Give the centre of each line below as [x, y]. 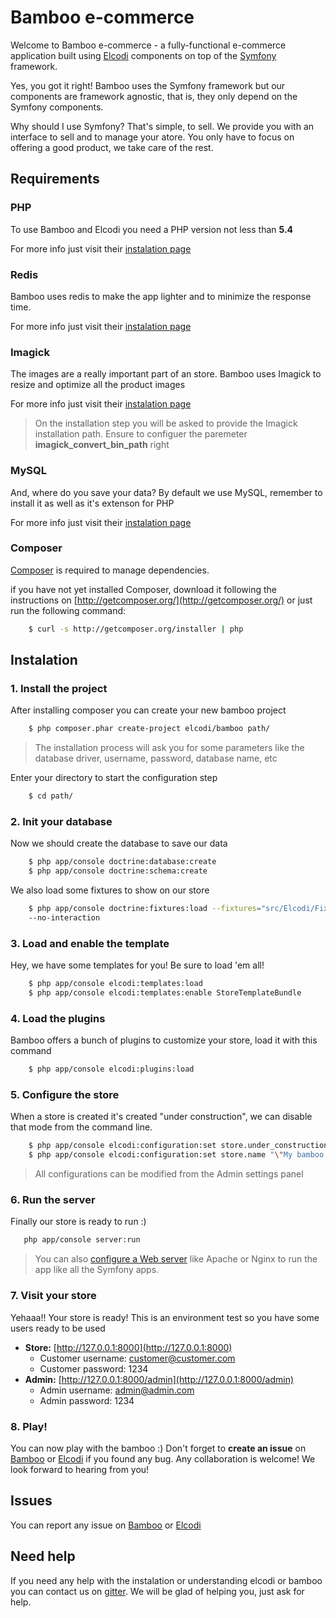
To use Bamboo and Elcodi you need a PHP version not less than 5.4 [152, 229]
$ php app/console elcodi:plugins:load [111, 1069]
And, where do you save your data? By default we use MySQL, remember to [166, 492]
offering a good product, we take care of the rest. [112, 147]
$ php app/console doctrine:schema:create [118, 871]
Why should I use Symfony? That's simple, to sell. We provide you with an [162, 126]
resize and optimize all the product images [98, 385]
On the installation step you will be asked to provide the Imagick [166, 423]
